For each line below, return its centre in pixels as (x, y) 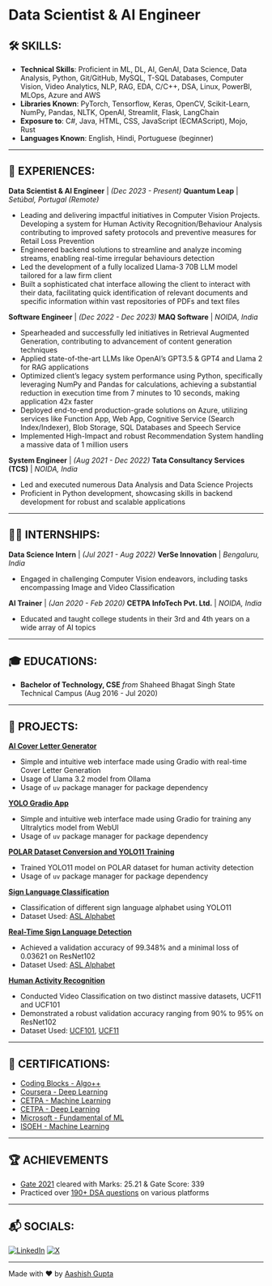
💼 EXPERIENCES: (52, 171)
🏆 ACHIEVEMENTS (59, 1160)
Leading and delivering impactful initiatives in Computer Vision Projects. (140, 215)
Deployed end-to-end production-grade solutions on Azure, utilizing (134, 410)
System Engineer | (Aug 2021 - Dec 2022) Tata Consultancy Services (127, 460)
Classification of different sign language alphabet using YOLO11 (126, 908)
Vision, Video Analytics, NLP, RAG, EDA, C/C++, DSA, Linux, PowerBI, (136, 86)
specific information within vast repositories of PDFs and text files (130, 301)
